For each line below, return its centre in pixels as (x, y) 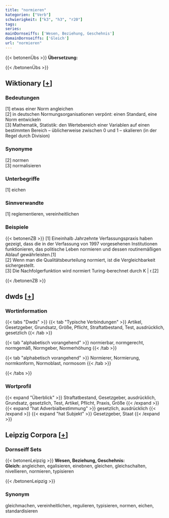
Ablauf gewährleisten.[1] (31, 254)
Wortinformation (26, 311)
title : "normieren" (26, 10)
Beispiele (17, 227)
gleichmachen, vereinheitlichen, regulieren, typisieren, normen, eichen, (79, 505)
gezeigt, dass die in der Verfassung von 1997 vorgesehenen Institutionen (81, 243)
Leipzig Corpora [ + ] (37, 435)
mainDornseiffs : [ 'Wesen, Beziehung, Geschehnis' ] (60, 34)
